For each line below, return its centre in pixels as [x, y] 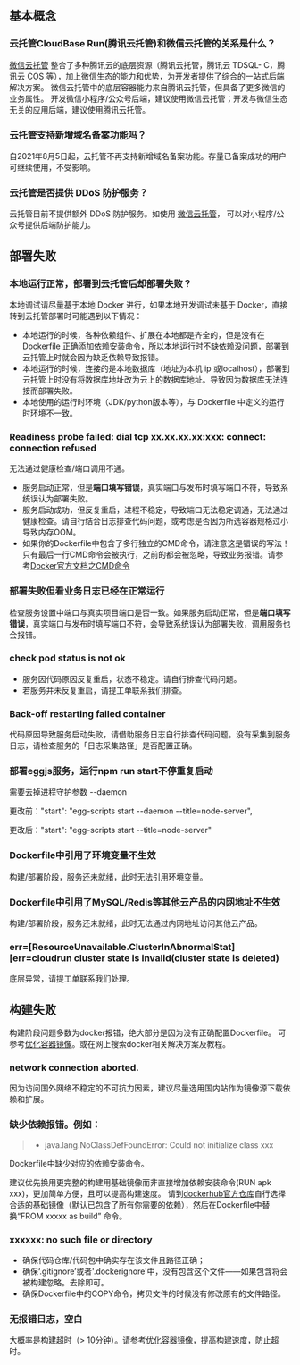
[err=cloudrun [41, 957]
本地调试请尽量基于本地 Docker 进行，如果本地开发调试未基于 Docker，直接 [149, 304]
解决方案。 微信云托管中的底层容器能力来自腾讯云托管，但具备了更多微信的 [147, 87]
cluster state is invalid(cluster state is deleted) [176, 957]
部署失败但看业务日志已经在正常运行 [87, 591]
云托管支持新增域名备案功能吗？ [78, 135]
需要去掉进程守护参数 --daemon [68, 792]
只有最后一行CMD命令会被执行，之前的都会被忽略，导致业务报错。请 [149, 555]
